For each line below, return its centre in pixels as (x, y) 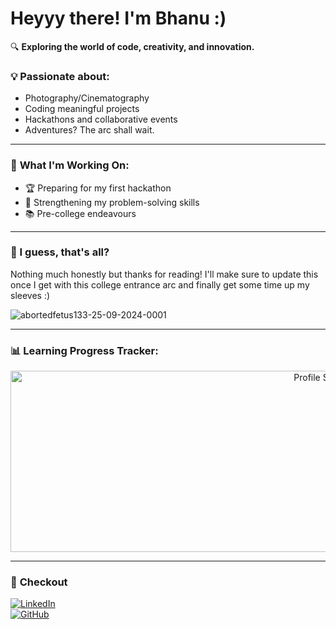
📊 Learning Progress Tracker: (84, 350)
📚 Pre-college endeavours (80, 213)
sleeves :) (30, 295)
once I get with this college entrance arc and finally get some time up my (160, 284)
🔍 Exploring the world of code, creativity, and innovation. (132, 46)
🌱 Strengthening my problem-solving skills (112, 202)
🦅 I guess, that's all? (60, 252)
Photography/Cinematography (87, 98)
